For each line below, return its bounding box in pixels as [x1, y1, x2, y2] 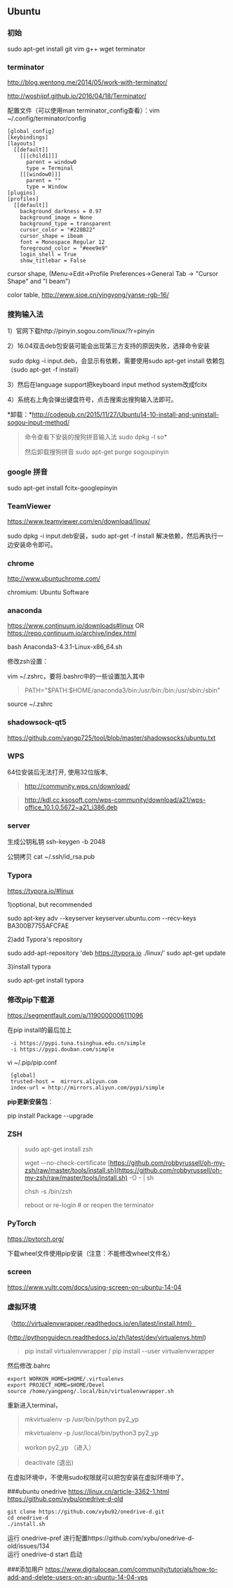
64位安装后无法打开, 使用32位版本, [7, 768, 108, 776]
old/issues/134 [7, 1542, 50, 1551]
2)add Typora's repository [7, 935, 83, 943]
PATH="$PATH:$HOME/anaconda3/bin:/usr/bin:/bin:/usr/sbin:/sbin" [24, 686, 221, 695]
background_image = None [20, 214, 93, 221]
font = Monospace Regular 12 [20, 239, 105, 246]
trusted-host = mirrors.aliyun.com [10, 1078, 118, 1085]
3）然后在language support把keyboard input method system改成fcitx [7, 380, 208, 389]
